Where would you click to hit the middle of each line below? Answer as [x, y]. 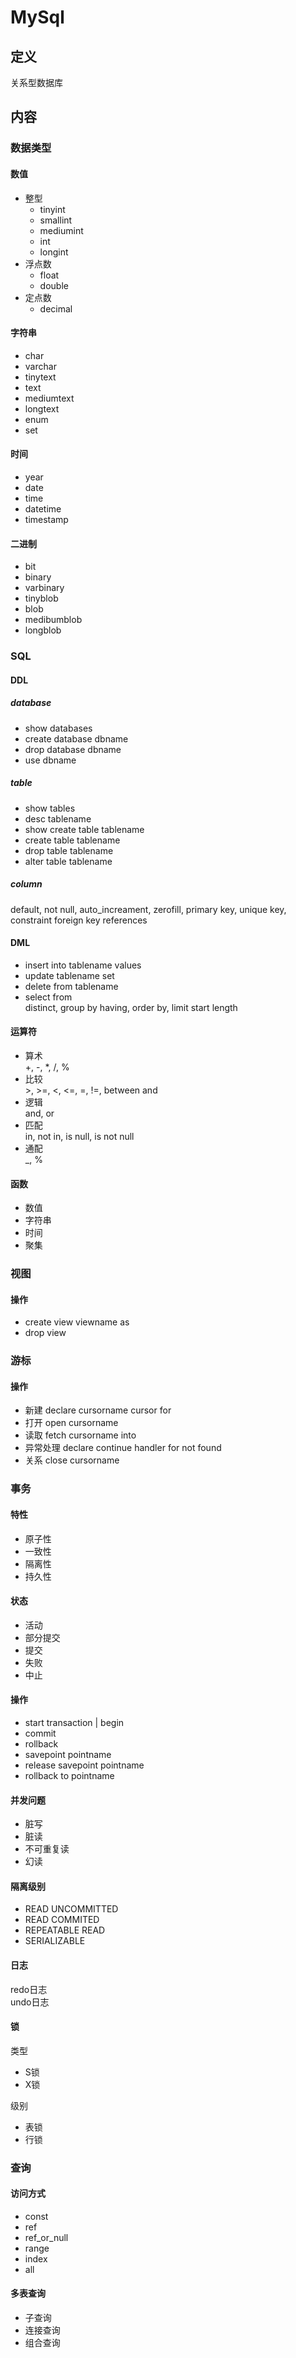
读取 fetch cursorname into [80, 1435]
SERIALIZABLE [55, 1941]
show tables [50, 808]
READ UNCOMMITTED [71, 1909]
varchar [40, 366]
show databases [58, 728]
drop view [45, 1333]
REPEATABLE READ [65, 1930]
